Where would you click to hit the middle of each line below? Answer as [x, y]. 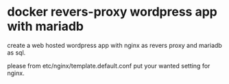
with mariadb [46, 26]
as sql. [16, 53]
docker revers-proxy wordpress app [112, 12]
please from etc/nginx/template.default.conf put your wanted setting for [109, 66]
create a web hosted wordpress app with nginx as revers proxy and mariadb [115, 45]
